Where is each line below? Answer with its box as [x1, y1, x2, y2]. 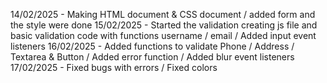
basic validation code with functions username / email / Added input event [10, 30, 317, 41]
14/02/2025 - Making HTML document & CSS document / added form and [10, 9, 316, 20]
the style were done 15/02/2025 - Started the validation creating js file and [10, 19, 318, 31]
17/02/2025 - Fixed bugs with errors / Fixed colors [10, 62, 218, 73]
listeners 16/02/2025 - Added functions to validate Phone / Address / [10, 40, 295, 52]
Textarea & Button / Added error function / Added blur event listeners [10, 51, 295, 63]
